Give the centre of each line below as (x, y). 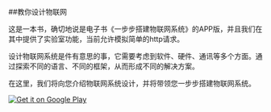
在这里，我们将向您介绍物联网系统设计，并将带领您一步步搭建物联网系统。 (132, 83)
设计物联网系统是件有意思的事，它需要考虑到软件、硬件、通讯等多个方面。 (132, 56)
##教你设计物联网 (38, 12)
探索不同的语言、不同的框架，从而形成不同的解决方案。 (107, 66)
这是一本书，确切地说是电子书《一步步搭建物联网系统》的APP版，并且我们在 (135, 29)
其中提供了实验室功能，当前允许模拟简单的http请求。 (96, 39)
